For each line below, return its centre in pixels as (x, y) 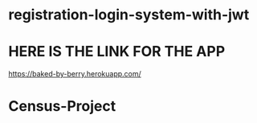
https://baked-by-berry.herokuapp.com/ (75, 74)
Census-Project (62, 107)
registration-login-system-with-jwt (129, 15)
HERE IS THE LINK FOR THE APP (117, 52)
